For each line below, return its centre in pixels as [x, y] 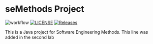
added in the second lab [30, 37]
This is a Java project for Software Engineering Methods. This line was [77, 32]
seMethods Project [45, 9]
